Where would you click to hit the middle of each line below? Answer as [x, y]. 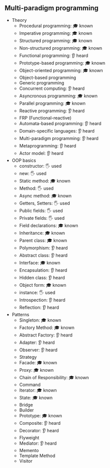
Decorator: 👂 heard [39, 430]
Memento [29, 450]
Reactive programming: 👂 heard [52, 111]
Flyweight [29, 437]
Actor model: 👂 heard [41, 153]
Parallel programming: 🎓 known [52, 103]
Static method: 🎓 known [45, 181]
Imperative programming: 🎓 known [56, 33]
